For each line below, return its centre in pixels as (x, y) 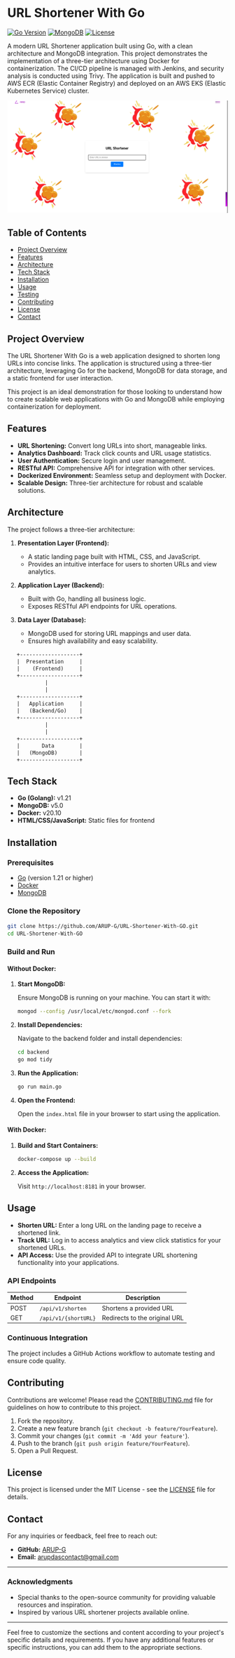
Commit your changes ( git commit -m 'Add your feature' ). (104, 1435)
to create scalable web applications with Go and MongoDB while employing (116, 399)
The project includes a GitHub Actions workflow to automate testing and (111, 1353)
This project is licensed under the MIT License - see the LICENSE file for (111, 1490)
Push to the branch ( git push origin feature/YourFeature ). (104, 1443)
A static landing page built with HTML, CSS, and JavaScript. (114, 557)
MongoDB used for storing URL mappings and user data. (109, 633)
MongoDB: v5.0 (40, 806)
